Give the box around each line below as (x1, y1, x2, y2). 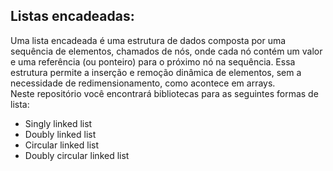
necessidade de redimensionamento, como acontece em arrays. (10, 77, 276, 89)
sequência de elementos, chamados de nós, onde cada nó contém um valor (10, 45, 323, 57)
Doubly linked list (24, 128, 97, 140)
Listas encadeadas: (10, 8, 135, 25)
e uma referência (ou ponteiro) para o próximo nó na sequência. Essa (10, 55, 296, 68)
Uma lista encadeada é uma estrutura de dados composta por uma (10, 34, 287, 46)
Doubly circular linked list (24, 149, 130, 161)
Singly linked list (24, 117, 93, 129)
